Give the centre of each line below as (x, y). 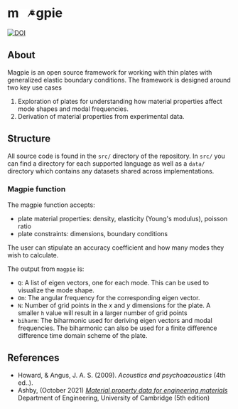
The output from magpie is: (46, 269)
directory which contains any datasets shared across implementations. (111, 171)
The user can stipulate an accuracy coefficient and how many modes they (116, 248)
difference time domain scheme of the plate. (82, 335)
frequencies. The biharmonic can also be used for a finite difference (117, 328)
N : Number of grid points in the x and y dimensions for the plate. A (114, 305)
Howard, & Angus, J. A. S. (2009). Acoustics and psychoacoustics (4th (121, 375)
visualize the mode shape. (56, 290)
